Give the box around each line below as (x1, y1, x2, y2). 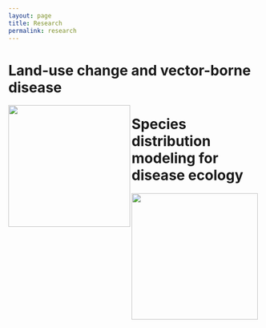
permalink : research (8, 26, 78, 34)
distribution (131, 132, 211, 150)
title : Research (8, 19, 62, 27)
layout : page (8, 11, 52, 20)
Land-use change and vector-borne (8, 61, 251, 79)
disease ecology (131, 166, 244, 184)
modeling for (131, 149, 219, 167)
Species (131, 115, 187, 133)
